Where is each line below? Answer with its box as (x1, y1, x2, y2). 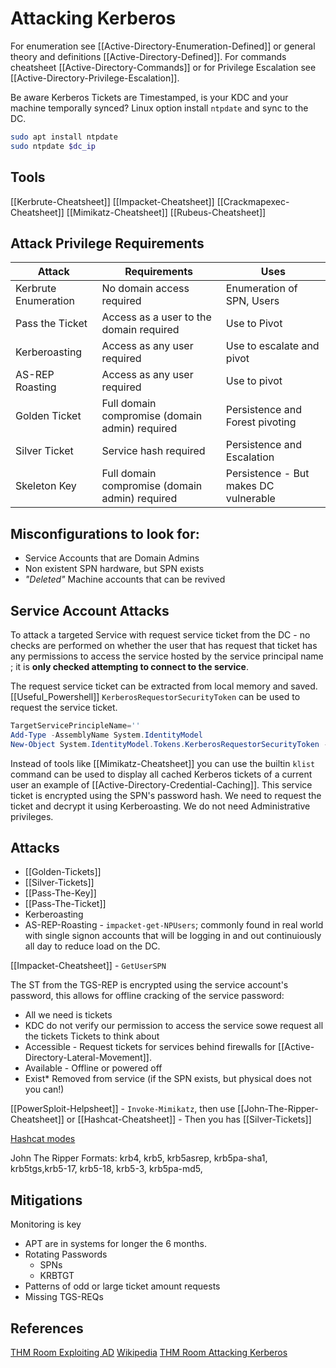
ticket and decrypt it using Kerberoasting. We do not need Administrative (10, 800, 311, 812)
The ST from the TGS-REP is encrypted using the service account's (10, 979, 289, 991)
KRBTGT (39, 1270, 75, 1282)
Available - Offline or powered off (24, 1062, 163, 1074)
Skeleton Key (15, 479, 77, 493)
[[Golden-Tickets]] (24, 866, 102, 878)
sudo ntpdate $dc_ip (10, 141, 97, 151)
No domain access (101, 282, 190, 296)
